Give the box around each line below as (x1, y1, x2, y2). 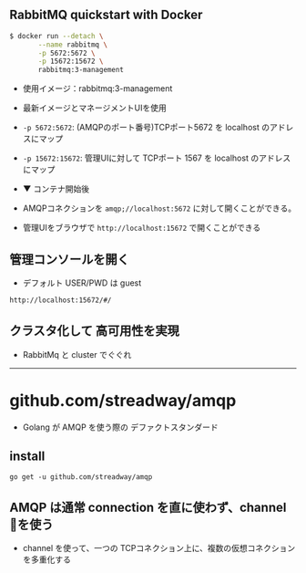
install (9, 449, 46, 464)
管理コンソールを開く (9, 251, 129, 267)
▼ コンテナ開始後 (22, 183, 89, 194)
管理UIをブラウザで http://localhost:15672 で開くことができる (22, 223, 261, 234)
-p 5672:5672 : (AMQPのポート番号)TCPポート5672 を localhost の (22, 122, 270, 133)
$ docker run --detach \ (9, 31, 104, 40)
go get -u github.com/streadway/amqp (9, 473, 153, 482)
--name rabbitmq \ (37, 40, 107, 49)
